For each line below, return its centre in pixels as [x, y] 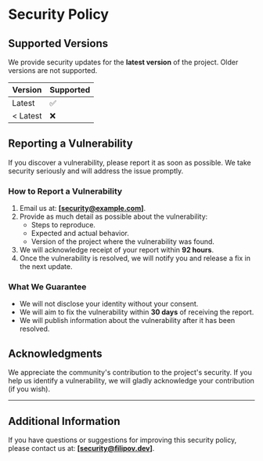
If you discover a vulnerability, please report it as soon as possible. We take [130, 162]
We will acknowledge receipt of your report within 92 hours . [116, 250]
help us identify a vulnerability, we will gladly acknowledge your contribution [131, 381]
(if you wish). [29, 389]
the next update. [46, 267]
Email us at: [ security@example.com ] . [83, 209]
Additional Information [64, 421]
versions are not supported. [53, 71]
